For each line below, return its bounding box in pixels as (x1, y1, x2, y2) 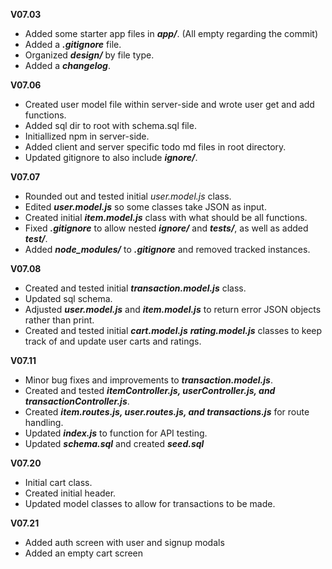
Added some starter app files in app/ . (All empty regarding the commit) (24, 28, 319, 39)
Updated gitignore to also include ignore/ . (24, 152, 198, 163)
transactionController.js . (24, 395, 130, 407)
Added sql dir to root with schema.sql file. (24, 120, 197, 131)
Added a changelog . (24, 60, 111, 71)
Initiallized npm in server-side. (24, 130, 150, 142)
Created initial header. (24, 487, 117, 499)
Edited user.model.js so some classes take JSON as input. (24, 201, 267, 213)
